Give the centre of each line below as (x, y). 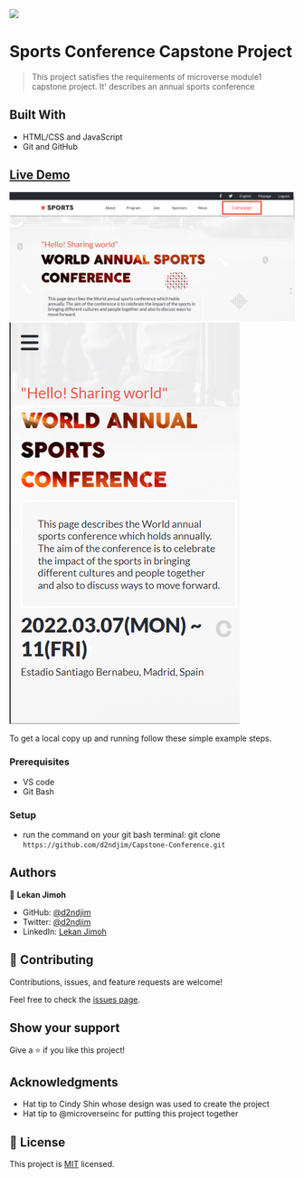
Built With (38, 115)
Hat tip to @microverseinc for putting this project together (130, 1114)
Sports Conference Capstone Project (151, 52)
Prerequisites (39, 762)
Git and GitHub (50, 146)
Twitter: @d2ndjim (57, 921)
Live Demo (40, 175)
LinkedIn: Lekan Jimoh (64, 931)
